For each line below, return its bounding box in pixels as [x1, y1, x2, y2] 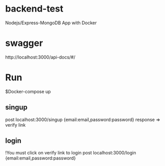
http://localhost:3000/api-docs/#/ [5, 54, 76, 60]
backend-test [5, 3, 64, 15]
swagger [5, 37, 43, 49]
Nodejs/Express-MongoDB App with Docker [5, 20, 97, 26]
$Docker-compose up [5, 88, 51, 94]
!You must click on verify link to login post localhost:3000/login [5, 150, 136, 156]
